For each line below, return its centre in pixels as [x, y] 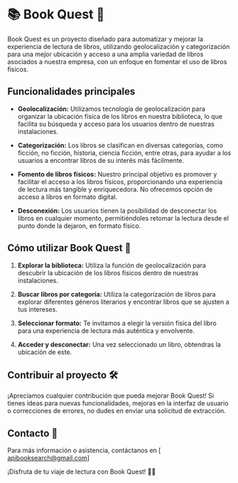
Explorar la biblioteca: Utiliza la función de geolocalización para [112, 265]
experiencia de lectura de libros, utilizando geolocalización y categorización [119, 46]
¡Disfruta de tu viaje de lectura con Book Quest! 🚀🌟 [82, 472]
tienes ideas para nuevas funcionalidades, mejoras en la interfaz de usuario [118, 403]
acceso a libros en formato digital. [67, 196]
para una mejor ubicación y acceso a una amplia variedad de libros [106, 54]
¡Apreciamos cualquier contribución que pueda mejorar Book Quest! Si [111, 396]
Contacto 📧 [33, 433]
